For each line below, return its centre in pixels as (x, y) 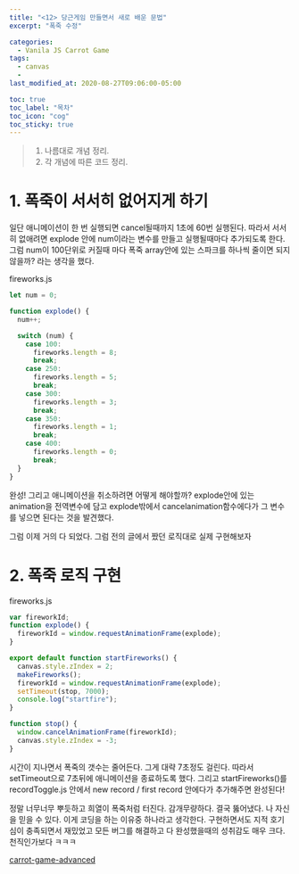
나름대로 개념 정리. (77, 151)
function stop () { (43, 724)
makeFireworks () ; (50, 674)
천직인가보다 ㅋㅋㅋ (43, 841)
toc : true (28, 99)
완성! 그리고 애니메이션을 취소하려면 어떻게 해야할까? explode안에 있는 (132, 495)
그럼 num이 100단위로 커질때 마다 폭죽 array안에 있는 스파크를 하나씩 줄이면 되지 (150, 250)
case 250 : (44, 369)
